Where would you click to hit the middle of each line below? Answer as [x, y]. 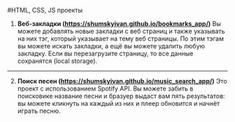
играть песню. [39, 111]
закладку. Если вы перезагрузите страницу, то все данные [105, 53]
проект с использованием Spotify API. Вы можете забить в [105, 88]
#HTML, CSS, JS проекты [45, 10]
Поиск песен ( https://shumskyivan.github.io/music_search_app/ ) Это [122, 81]
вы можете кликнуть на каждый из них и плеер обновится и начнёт [119, 103]
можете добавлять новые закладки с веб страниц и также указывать [121, 31]
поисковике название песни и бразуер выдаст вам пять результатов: [121, 96]
